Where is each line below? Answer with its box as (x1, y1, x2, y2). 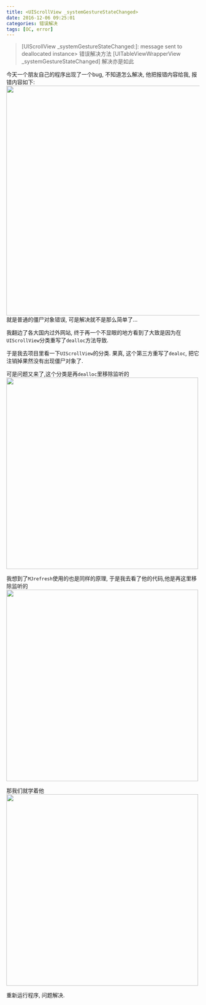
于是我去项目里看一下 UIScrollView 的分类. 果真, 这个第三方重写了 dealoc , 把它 (6, 350, 199, 357)
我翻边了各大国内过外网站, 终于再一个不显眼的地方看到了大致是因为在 (6, 329, 181, 336)
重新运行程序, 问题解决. (6, 992, 66, 999)
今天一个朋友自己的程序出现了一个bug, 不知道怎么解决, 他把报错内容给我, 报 (6, 71, 197, 78)
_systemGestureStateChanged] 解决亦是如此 (21, 58, 134, 65)
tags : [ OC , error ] (6, 26, 53, 32)
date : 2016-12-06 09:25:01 (6, 15, 75, 21)
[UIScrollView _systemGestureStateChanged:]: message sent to (21, 43, 183, 50)
